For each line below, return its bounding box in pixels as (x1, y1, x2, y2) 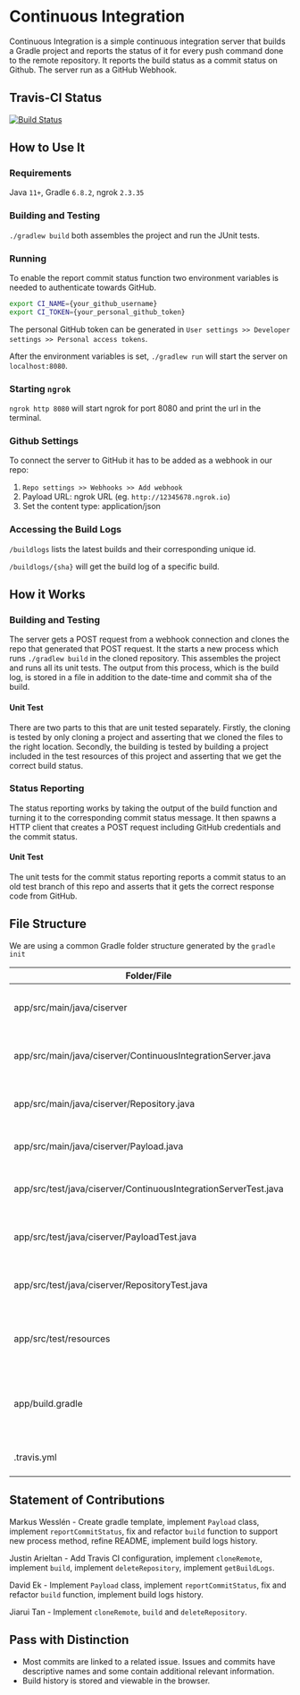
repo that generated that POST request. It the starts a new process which (9, 643, 279, 654)
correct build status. (9, 760, 83, 771)
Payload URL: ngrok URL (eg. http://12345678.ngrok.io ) (21, 491, 230, 502)
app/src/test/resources (13, 1332, 111, 1344)
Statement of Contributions (9, 1493, 165, 1508)
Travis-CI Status (9, 90, 103, 106)
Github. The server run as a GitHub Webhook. (9, 64, 177, 75)
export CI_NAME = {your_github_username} (9, 300, 158, 309)
